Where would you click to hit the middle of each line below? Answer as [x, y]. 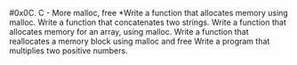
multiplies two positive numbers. [68, 51]
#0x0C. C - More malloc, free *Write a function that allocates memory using [149, 13]
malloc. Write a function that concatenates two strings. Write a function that [148, 22]
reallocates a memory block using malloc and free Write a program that [140, 41]
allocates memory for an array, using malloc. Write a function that [129, 32]
